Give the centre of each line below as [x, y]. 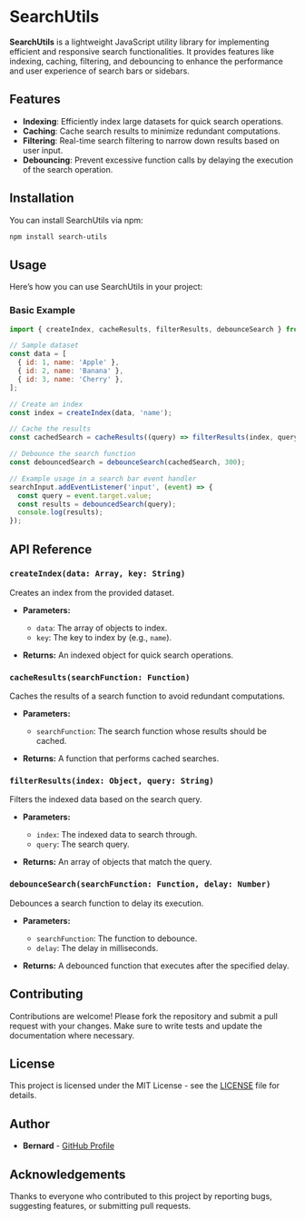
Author [30, 1124]
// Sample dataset [44, 346]
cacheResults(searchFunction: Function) [100, 677]
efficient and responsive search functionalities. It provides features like [142, 51]
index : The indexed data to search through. [117, 835]
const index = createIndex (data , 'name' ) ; [91, 412]
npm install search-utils [58, 237]
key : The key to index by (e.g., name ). [104, 637]
